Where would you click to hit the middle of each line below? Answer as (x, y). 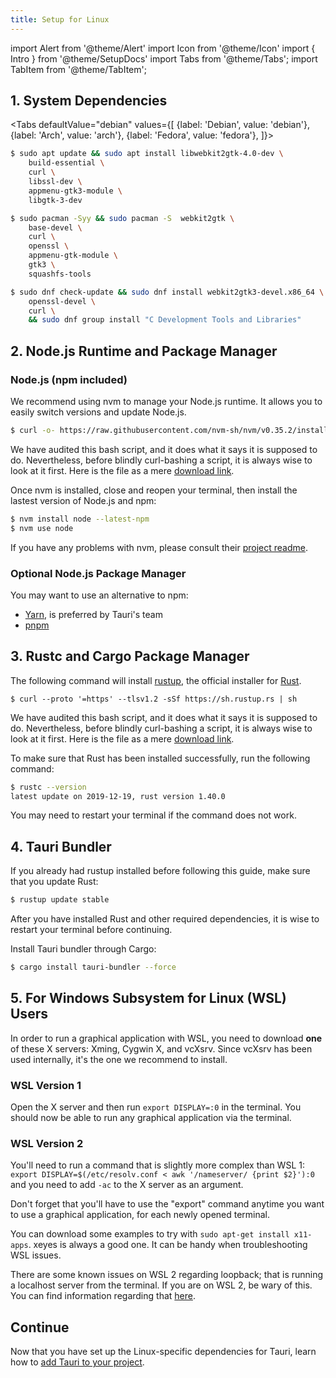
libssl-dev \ (55, 182)
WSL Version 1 (46, 1085)
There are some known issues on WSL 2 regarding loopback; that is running (167, 1275)
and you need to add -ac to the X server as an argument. (127, 1185)
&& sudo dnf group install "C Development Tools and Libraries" (165, 320)
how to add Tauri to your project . (77, 1362)
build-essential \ (66, 163)
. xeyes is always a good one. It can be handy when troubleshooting (168, 1245)
